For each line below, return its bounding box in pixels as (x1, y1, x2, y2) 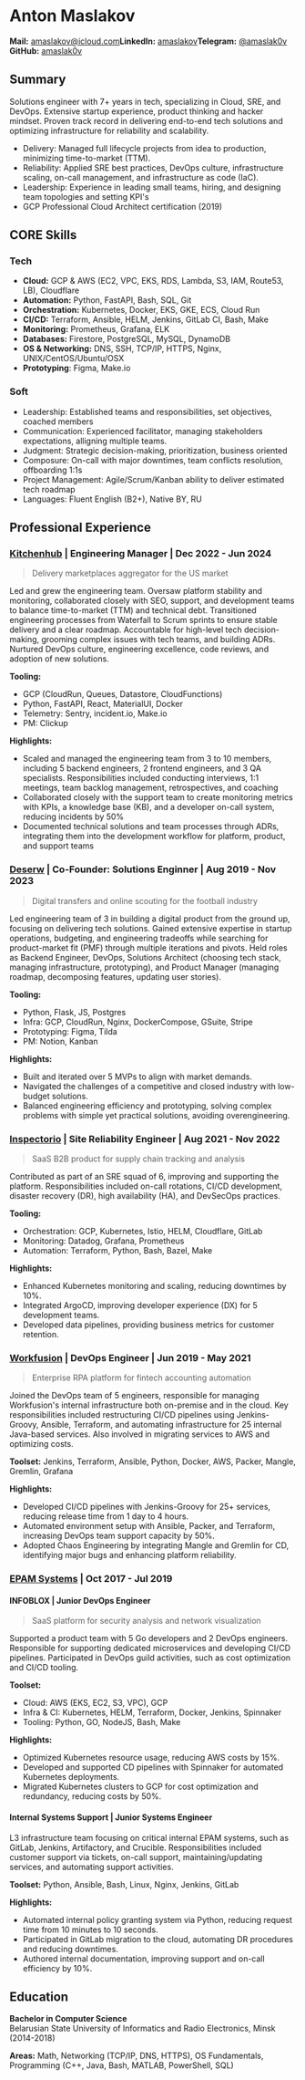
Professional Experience (9, 520, 152, 536)
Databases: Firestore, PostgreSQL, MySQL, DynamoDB (22, 334, 230, 345)
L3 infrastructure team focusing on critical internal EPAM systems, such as (9, 1832, 290, 1843)
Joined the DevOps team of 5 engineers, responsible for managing (9, 1390, 259, 1401)
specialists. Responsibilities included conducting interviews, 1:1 (22, 773, 259, 784)
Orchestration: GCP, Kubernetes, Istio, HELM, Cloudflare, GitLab (22, 1226, 263, 1237)
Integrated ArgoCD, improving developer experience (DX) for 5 (22, 1300, 258, 1311)
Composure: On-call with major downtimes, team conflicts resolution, (22, 454, 284, 465)
